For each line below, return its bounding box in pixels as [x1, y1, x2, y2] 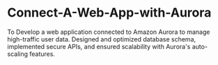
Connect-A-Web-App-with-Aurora [7, 5, 212, 21]
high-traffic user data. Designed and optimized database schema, [7, 35, 196, 43]
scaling [7, 50, 29, 58]
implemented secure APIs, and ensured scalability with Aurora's [7, 42, 191, 50]
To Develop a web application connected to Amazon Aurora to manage [7, 28, 210, 36]
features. [29, 50, 56, 58]
